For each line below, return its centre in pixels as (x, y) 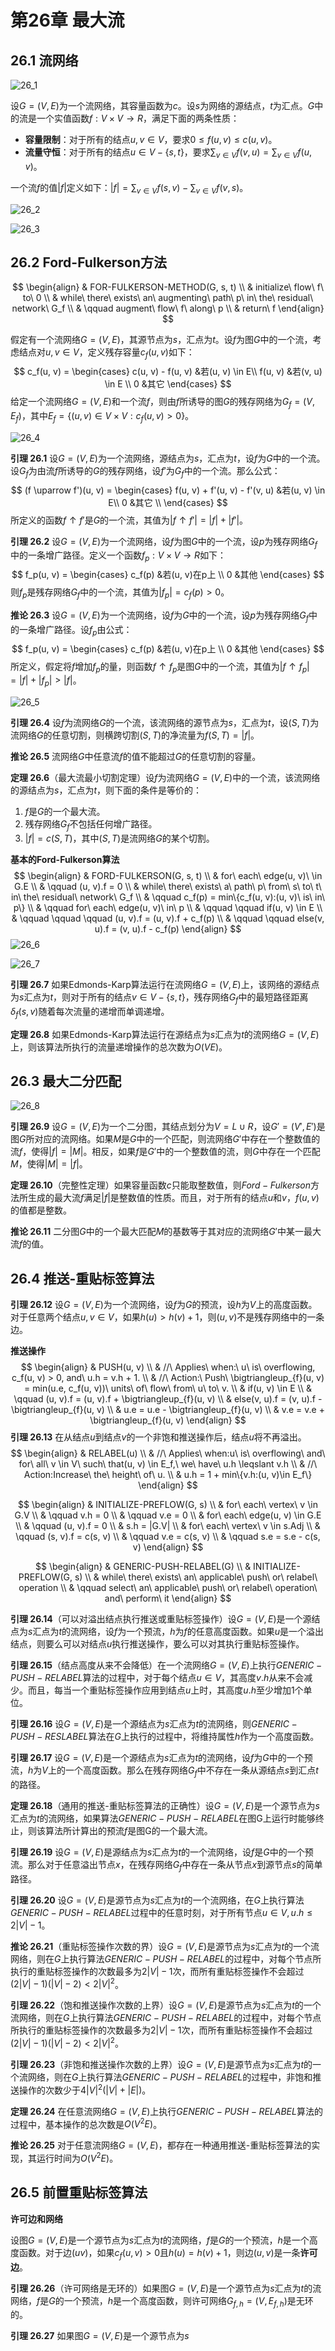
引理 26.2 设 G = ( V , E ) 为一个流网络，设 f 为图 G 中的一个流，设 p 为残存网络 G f (164, 542)
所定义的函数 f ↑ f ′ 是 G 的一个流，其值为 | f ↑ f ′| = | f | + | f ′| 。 (129, 520)
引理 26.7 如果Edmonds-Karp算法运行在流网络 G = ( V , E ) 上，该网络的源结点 (165, 984)
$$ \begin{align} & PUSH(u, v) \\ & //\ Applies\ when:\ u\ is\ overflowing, (168, 1367)
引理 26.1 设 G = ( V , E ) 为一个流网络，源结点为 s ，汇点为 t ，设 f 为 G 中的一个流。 (168, 458)
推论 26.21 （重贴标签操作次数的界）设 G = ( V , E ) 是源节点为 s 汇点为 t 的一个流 (165, 1946)
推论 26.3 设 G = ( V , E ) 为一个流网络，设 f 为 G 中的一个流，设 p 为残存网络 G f (159, 616)
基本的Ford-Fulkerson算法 (65, 859)
